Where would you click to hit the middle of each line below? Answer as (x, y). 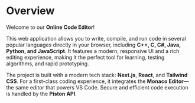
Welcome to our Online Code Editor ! (51, 27)
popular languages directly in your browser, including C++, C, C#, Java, (94, 45)
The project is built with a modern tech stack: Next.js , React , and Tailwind (97, 75)
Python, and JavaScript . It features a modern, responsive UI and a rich (93, 51)
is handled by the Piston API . (41, 94)
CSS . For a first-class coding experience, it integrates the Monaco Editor (95, 81)
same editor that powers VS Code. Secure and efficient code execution (102, 87)
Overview (30, 11)
